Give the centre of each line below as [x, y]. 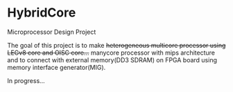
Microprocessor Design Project [52, 32]
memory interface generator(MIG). [57, 67]
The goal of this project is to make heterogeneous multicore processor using [116, 45]
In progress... [26, 80]
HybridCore [42, 13]
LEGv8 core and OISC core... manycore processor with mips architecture [111, 53]
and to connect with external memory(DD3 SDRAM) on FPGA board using [112, 59]
